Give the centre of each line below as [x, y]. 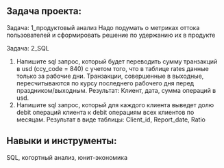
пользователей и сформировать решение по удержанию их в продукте [111, 35]
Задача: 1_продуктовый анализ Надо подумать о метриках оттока [103, 27]
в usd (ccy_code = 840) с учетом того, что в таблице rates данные [113, 68]
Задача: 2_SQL [28, 48]
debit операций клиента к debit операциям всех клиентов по [105, 112]
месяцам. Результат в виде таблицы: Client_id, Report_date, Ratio [111, 120]
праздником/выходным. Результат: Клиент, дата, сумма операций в [116, 90]
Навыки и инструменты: [62, 141]
